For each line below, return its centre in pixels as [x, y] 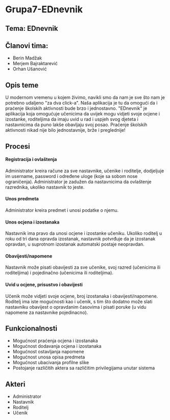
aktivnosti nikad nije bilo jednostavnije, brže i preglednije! [65, 130]
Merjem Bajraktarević [35, 64]
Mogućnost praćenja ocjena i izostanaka [55, 341]
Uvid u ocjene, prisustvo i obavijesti [44, 285]
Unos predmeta [22, 199]
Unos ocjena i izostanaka [32, 222]
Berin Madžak [27, 58]
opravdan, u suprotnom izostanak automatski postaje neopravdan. [75, 244]
